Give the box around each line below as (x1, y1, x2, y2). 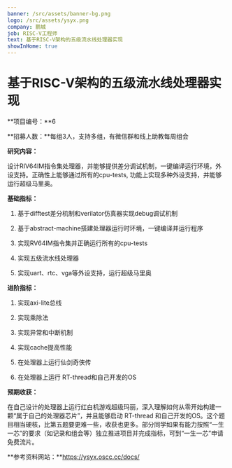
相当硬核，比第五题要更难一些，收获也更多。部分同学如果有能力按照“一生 (13, 420, 225, 428)
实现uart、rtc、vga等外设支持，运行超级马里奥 (17, 268, 152, 277)
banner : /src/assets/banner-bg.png (7, 10, 111, 18)
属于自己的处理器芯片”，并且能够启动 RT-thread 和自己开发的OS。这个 (16, 411, 219, 420)
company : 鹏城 (7, 23, 47, 30)
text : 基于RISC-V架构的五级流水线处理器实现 (7, 36, 124, 43)
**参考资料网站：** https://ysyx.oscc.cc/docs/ (7, 453, 140, 461)
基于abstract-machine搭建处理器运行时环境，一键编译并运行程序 (17, 223, 204, 232)
